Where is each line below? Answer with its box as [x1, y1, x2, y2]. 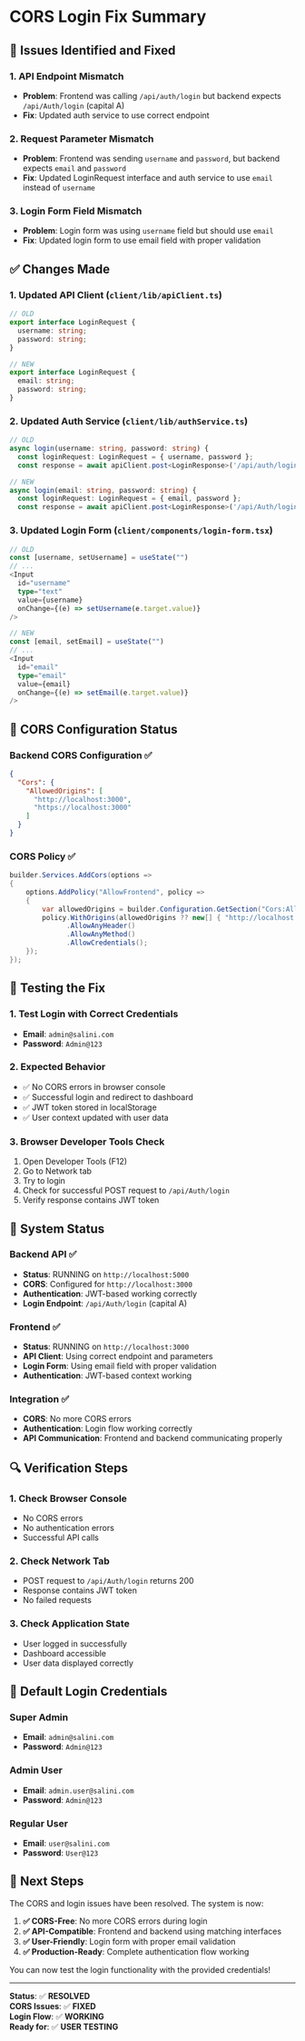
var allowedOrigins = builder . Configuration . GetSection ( [42, 905, 261, 914]
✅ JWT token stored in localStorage [22, 1102, 157, 1113]
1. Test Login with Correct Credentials [9, 1007, 179, 1020]
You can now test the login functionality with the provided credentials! [9, 1964, 271, 1975]
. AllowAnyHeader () [66, 921, 136, 931]
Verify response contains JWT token [22, 1195, 160, 1206]
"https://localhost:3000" [33, 803, 132, 813]
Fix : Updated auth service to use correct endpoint [22, 109, 211, 120]
